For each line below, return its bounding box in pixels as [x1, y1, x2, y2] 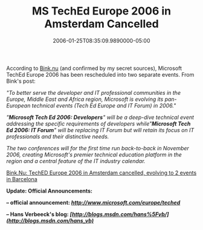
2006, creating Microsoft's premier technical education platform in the [6, 151, 182, 158]
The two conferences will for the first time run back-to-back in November [6, 144, 189, 152]
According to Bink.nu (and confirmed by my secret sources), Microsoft [6, 65, 182, 72]
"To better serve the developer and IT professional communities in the [6, 89, 181, 96]
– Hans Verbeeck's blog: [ [6, 210, 72, 218]
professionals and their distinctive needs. [6, 133, 109, 140]
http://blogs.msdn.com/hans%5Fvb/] [71, 210, 169, 218]
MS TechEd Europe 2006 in [32, 4, 171, 18]
